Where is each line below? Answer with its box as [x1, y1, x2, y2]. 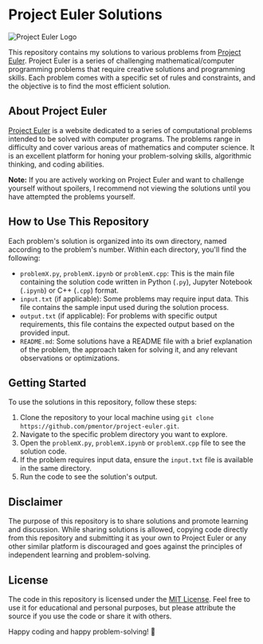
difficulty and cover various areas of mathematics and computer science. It [8, 142, 255, 152]
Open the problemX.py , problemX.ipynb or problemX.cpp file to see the [19, 438, 246, 448]
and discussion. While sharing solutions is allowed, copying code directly [8, 524, 249, 535]
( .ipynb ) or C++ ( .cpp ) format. [19, 285, 120, 295]
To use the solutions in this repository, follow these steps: [8, 397, 198, 407]
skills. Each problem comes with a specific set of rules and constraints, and [8, 73, 256, 82]
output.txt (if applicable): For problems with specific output [19, 311, 218, 320]
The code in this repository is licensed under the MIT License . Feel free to [8, 595, 251, 603]
